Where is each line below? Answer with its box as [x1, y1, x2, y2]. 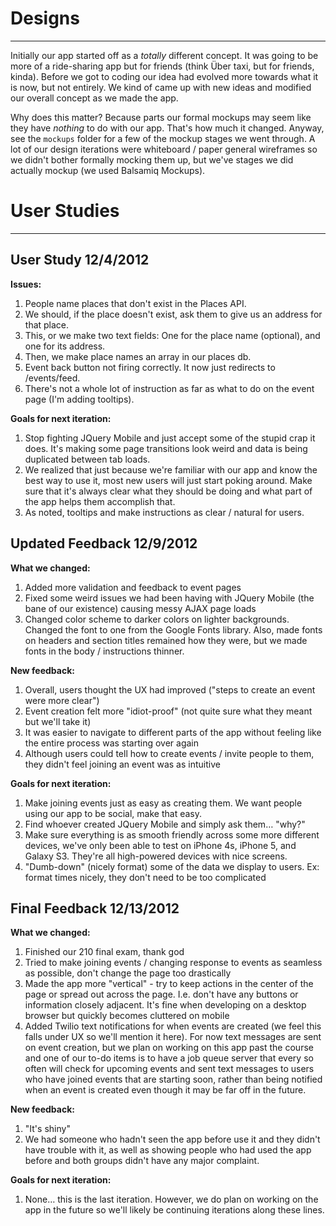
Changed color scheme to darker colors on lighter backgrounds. [24, 613, 290, 625]
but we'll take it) [24, 715, 92, 727]
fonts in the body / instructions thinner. [24, 645, 185, 657]
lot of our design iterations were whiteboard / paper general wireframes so [10, 143, 318, 155]
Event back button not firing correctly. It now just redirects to [24, 361, 276, 373]
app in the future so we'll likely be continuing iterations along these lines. [24, 1204, 325, 1216]
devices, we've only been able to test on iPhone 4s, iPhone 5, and [24, 839, 297, 851]
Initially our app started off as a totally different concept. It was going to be [10, 49, 319, 61]
